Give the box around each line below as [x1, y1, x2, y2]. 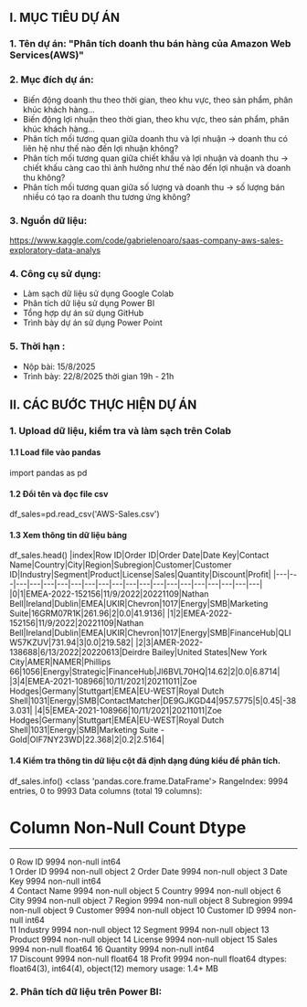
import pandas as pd [9, 468, 88, 479]
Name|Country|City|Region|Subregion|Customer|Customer [9, 559, 232, 570]
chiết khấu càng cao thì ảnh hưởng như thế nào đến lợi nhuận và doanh [22, 162, 291, 173]
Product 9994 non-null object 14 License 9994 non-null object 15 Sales [9, 934, 278, 945]
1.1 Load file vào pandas [9, 447, 101, 458]
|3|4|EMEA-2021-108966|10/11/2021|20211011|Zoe [9, 676, 198, 687]
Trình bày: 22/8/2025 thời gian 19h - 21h [22, 370, 175, 381]
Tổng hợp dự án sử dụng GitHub [22, 308, 144, 319]
